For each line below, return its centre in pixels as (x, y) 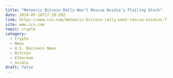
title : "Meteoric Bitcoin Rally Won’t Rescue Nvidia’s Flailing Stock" (84, 10)
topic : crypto (21, 29)
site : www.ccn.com (25, 24)
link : (11, 19)
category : (16, 34)
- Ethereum (22, 58)
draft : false (19, 67)
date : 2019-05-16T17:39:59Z (36, 15)
